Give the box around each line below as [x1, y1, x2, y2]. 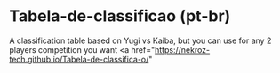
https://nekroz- [154, 44, 211, 55]
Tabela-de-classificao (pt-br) [9, 6, 231, 26]
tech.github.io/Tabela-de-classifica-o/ [9, 54, 149, 64]
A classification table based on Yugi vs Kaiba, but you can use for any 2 [9, 35, 272, 46]
